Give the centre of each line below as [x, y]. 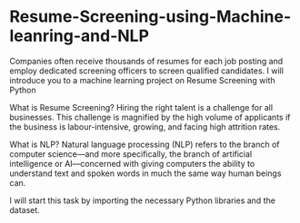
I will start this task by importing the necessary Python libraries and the [142, 200]
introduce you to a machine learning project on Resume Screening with [142, 80]
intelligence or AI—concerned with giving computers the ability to [132, 163]
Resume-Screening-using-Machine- [150, 17]
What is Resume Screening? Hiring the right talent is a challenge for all [141, 107]
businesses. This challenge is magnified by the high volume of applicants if [150, 117]
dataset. [25, 209]
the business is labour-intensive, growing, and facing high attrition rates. [145, 126]
